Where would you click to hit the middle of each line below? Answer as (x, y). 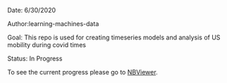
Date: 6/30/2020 (32, 10)
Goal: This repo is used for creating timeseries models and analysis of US (114, 37)
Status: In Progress (35, 58)
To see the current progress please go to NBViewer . (82, 72)
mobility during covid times (47, 45)
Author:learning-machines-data (53, 24)
